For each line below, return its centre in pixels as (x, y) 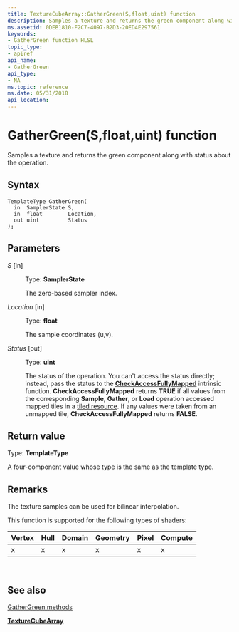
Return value (36, 436)
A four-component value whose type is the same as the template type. (111, 467)
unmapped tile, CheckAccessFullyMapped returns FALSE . (111, 413)
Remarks (28, 489)
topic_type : (25, 47)
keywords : (22, 34)
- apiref (20, 54)
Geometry (112, 538)
